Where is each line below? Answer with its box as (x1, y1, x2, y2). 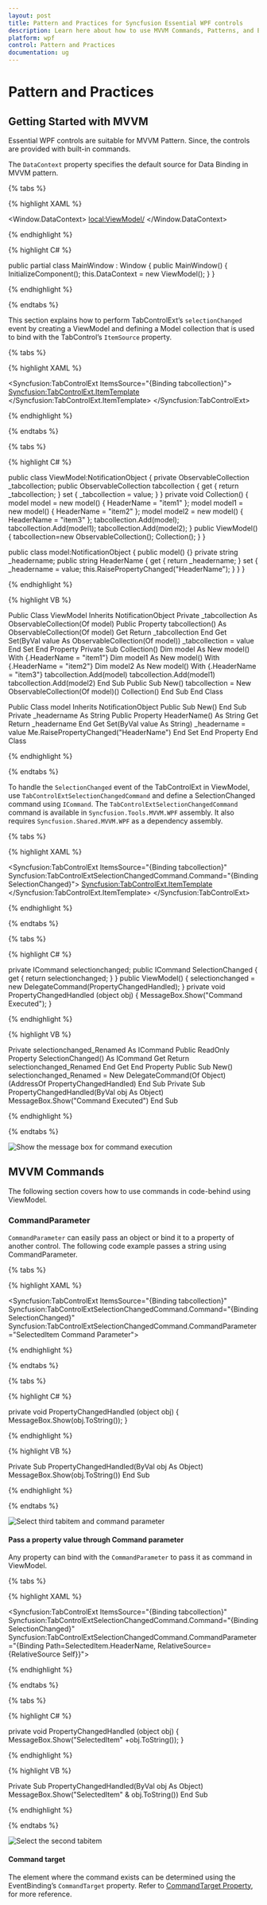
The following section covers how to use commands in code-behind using (8, 1186, 251, 1195)
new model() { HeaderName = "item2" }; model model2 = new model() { (8, 507, 244, 516)
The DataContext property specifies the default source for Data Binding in (8, 160, 249, 169)
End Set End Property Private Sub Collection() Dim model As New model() (8, 644, 250, 654)
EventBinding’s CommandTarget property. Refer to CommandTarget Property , (8, 1880, 253, 1890)
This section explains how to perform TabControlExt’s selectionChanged (8, 315, 242, 325)
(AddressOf (8, 1079, 46, 1088)
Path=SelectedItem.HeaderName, (45, 1641, 157, 1651)
